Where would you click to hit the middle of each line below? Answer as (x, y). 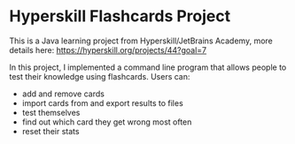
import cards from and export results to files (102, 102)
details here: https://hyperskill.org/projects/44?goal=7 (108, 49)
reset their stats (50, 131)
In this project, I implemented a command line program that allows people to (148, 67)
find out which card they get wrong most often (107, 122)
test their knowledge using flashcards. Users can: (100, 76)
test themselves (51, 112)
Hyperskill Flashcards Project (120, 16)
